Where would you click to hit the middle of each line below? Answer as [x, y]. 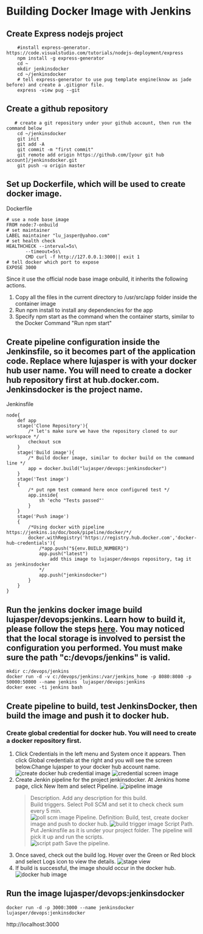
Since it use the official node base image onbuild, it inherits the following [97, 279]
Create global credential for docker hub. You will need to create [101, 733]
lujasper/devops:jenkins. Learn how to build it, [96, 619]
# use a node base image [38, 219]
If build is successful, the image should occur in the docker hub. [95, 868]
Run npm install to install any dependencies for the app [84, 310]
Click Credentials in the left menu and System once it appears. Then [100, 754]
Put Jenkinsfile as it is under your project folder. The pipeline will [111, 830]
